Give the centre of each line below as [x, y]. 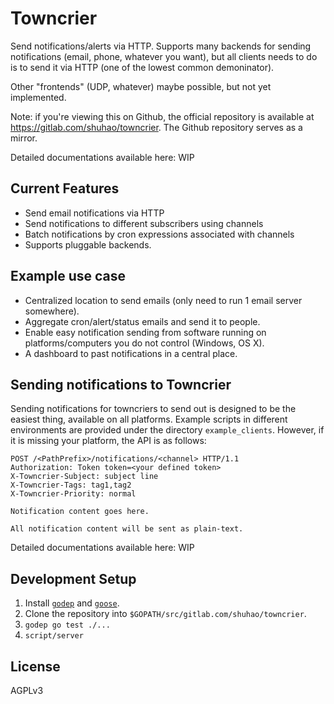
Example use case [68, 276]
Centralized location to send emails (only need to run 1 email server [163, 300]
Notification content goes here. [80, 512]
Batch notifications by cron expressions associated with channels [159, 234]
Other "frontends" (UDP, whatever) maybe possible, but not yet [141, 86]
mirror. [24, 138]
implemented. [38, 97]
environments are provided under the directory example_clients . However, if [167, 430]
